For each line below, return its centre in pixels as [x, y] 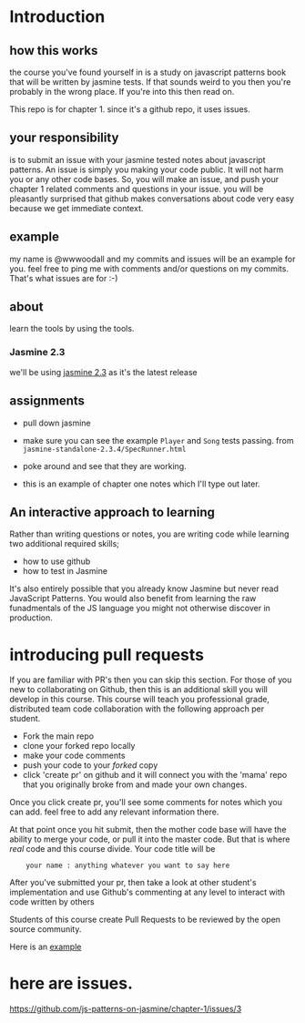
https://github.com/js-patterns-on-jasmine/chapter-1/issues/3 [126, 1009]
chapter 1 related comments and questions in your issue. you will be [137, 189]
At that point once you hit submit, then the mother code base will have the [148, 830]
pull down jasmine [56, 423]
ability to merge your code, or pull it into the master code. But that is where [150, 839]
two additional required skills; [65, 544]
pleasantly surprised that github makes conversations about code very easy [152, 199]
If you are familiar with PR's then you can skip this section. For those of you [151, 680]
